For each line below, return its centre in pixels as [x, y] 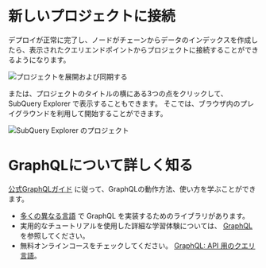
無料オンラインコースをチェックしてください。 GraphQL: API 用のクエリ [137, 245]
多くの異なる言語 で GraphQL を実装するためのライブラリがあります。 [135, 216]
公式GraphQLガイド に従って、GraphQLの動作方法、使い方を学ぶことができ [132, 188]
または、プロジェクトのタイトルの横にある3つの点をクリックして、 [118, 93]
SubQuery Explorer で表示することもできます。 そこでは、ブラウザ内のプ [128, 103]
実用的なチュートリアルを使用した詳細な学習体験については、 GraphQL [136, 225]
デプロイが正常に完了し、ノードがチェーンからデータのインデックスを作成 [130, 40]
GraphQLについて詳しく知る [101, 166]
